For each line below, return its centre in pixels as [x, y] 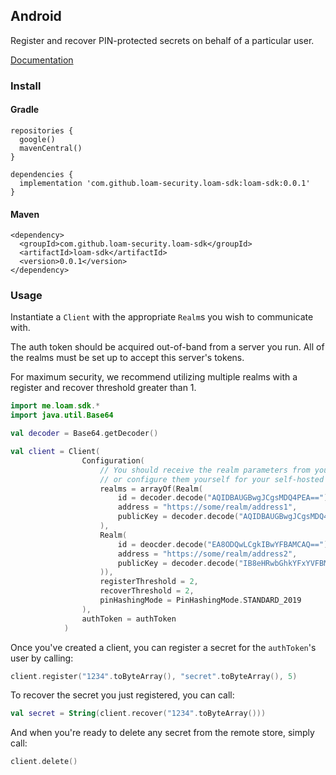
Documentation [42, 60]
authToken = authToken [129, 619]
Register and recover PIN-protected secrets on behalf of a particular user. [162, 40]
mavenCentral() [51, 148]
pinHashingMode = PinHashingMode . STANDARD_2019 [200, 600]
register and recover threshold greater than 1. [103, 388]
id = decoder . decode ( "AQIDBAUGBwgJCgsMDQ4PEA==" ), [225, 498]
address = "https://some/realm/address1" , [207, 507]
